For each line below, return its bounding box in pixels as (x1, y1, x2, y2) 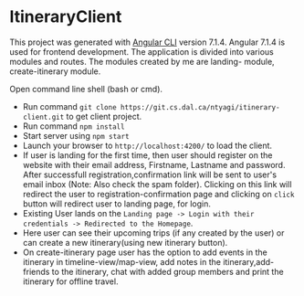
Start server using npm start (22, 130, 130, 141)
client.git (22, 112, 65, 122)
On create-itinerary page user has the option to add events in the (22, 247, 267, 258)
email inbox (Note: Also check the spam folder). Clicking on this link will (22, 178, 292, 189)
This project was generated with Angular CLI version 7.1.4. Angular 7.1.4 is (9, 37, 286, 48)
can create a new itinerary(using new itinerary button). (22, 237, 228, 248)
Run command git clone (22, 100, 117, 111)
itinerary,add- (223, 256, 275, 267)
